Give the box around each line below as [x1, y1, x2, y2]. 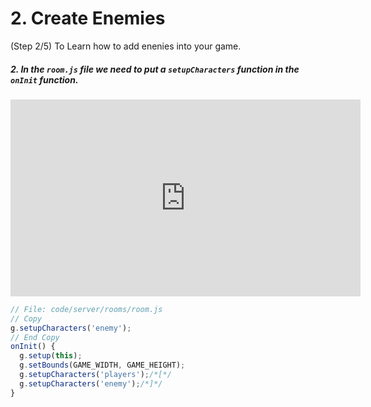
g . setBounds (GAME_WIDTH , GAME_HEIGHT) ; [19, 360, 186, 371]
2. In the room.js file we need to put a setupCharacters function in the [10, 63, 300, 75]
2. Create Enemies [10, 7, 166, 30]
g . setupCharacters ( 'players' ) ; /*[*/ [19, 370, 172, 380]
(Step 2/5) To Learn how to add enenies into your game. [10, 40, 242, 52]
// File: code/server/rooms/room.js [10, 304, 163, 314]
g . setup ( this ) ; [19, 351, 83, 361]
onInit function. [10, 73, 79, 86]
